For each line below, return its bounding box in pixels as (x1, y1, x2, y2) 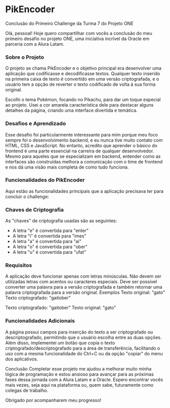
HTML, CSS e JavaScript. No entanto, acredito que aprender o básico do (5, 142, 157, 148)
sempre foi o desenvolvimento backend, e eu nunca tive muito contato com (5, 137, 163, 143)
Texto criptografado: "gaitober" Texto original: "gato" (5, 304, 116, 311)
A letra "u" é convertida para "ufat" (12, 249, 86, 255)
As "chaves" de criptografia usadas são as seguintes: (5, 218, 117, 224)
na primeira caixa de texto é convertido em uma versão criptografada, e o (5, 76, 159, 82)
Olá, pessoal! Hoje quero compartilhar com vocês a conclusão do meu (5, 30, 152, 36)
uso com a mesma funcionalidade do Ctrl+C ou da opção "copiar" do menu (5, 350, 163, 356)
